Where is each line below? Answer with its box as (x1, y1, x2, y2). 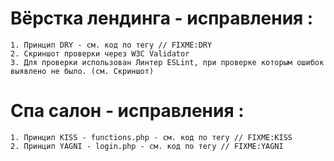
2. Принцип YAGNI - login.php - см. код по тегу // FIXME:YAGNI (10, 141, 284, 151)
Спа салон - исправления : (10, 100, 245, 122)
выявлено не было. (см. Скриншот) (10, 66, 155, 76)
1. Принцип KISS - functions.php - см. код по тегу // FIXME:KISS (10, 132, 293, 142)
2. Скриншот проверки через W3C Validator (10, 48, 190, 59)
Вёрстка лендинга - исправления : (10, 7, 314, 30)
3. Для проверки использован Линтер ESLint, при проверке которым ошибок (10, 57, 325, 67)
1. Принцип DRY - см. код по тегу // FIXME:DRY (10, 40, 213, 50)
